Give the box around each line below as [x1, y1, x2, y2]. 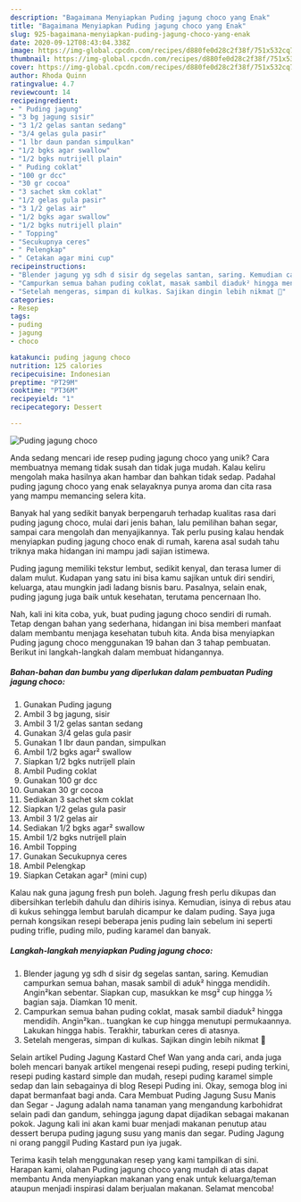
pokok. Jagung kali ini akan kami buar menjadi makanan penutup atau [10, 1118, 267, 1129]
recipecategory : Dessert [10, 403, 103, 412]
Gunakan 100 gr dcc [22, 774, 98, 786]
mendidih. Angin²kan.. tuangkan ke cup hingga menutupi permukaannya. [22, 1015, 292, 1026]
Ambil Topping [22, 841, 77, 852]
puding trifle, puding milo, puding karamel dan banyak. [10, 925, 212, 936]
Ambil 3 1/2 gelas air [22, 813, 98, 823]
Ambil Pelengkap [22, 860, 86, 871]
